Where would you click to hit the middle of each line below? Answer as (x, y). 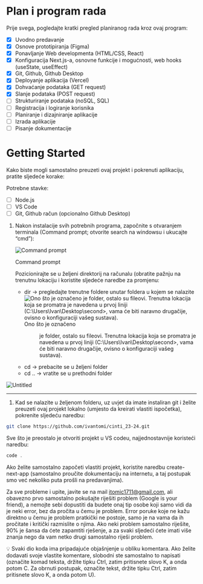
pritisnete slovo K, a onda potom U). (51, 574)
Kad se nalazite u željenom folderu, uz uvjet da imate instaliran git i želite (105, 402)
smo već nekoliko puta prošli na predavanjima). (65, 480)
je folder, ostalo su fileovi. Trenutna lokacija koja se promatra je (118, 336)
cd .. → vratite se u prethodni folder (68, 373)
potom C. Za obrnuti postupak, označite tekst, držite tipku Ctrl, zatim (92, 568)
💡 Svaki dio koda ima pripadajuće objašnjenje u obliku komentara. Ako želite (101, 548)
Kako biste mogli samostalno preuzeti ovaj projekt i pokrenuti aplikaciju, (95, 170)
